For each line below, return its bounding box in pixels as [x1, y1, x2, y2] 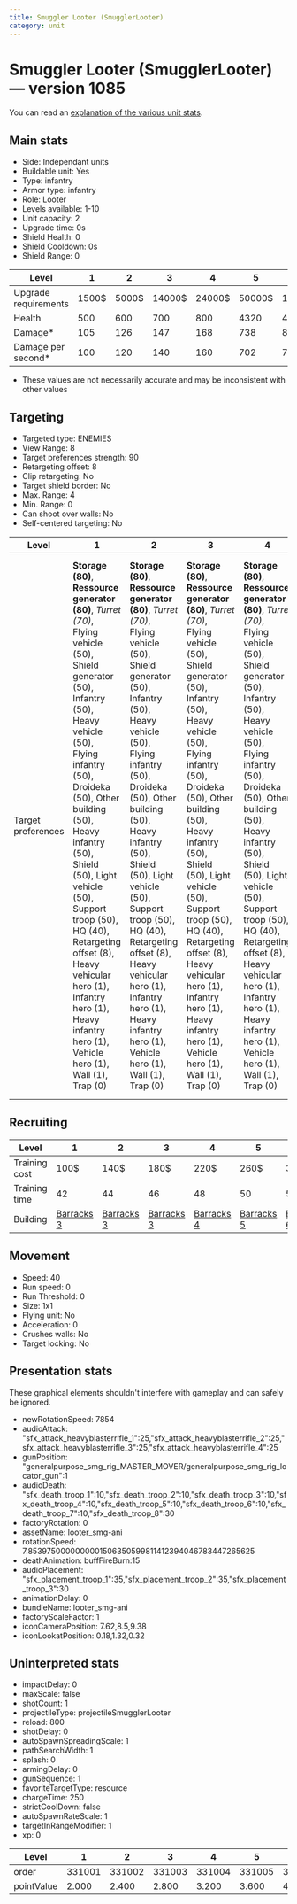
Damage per [13, 341, 65, 353]
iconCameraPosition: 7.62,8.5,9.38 [21, 1621, 148, 1631]
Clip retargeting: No [21, 471, 95, 482]
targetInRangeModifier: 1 [21, 1821, 112, 1831]
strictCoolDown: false [21, 1801, 102, 1812]
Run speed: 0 [21, 1281, 71, 1292]
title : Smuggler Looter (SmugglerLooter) [9, 12, 164, 22]
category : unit [9, 21, 65, 30]
